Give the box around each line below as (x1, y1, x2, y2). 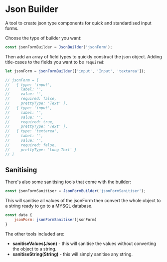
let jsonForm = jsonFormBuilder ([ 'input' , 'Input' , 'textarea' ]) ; (5, 68, 146, 73)
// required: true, (5, 119, 55, 124)
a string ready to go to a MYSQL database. (5, 203, 93, 209)
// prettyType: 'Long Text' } (5, 147, 77, 152)
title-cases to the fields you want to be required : (5, 59, 105, 65)
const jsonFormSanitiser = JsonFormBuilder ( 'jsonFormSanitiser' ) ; (5, 189, 146, 194)
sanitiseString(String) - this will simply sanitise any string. (12, 251, 133, 257)
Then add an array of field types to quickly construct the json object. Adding (5, 53, 162, 59)
